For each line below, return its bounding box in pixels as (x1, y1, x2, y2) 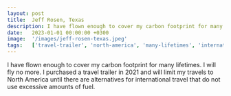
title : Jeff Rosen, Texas (7, 16, 85, 23)
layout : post (7, 10, 45, 17)
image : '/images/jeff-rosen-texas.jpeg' (7, 36, 128, 43)
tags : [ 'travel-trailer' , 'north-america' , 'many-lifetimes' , (7, 42, 195, 49)
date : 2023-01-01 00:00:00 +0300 (7, 29, 109, 36)
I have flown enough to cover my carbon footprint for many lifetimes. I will (7, 61, 217, 69)
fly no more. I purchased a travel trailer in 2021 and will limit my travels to (7, 68, 214, 76)
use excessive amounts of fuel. (7, 83, 96, 91)
